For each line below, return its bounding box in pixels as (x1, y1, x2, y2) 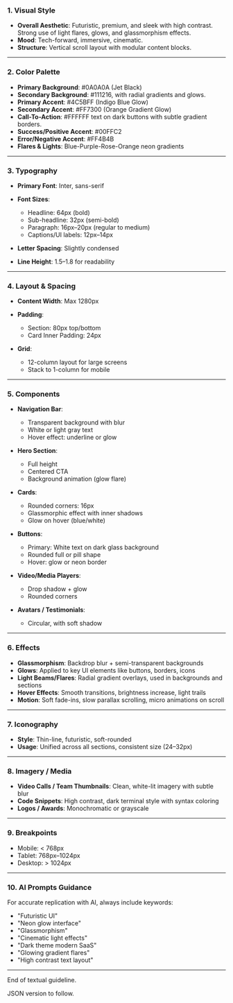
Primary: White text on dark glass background (27, 543, 159, 551)
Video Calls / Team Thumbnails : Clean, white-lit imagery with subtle (17, 782, 214, 791)
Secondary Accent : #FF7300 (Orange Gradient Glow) (17, 105, 172, 113)
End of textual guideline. (7, 975, 77, 984)
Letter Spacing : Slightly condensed (17, 243, 119, 252)
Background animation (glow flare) (27, 474, 127, 483)
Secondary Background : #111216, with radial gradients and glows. (17, 90, 206, 98)
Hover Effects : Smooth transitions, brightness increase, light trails (17, 688, 207, 696)
